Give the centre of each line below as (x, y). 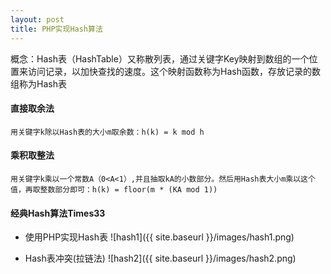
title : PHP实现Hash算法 (56, 29)
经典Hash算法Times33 (58, 213)
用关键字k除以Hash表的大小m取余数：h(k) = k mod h (107, 132)
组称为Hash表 (38, 83)
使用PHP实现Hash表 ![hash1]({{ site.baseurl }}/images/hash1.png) (159, 237)
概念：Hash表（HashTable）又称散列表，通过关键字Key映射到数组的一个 (160, 58)
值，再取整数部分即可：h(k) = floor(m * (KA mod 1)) (114, 189)
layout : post (37, 19)
